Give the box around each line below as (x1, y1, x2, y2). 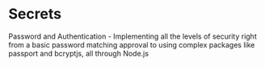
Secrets (8, 5, 62, 23)
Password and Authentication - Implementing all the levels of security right (8, 31, 257, 41)
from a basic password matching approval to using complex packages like (8, 39, 255, 49)
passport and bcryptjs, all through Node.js (8, 48, 149, 58)
